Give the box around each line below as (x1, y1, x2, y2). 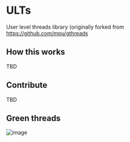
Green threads (6, 113, 61, 123)
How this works (6, 47, 66, 57)
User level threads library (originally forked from (6, 23, 124, 30)
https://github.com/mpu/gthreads (6, 29, 88, 36)
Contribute (6, 80, 48, 90)
